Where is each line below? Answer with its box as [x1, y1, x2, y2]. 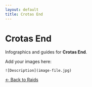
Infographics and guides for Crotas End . [5, 49, 88, 55]
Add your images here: [5, 58, 52, 64]
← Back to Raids [5, 77, 39, 83]
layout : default [5, 7, 39, 12]
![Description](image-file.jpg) [5, 68, 72, 73]
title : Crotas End [5, 12, 43, 17]
